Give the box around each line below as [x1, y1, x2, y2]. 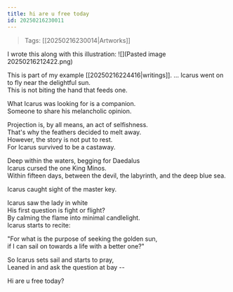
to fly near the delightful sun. [7, 78, 91, 86]
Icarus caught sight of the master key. [7, 185, 117, 193]
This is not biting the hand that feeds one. [7, 86, 128, 94]
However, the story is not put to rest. [7, 135, 113, 144]
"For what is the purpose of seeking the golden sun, [7, 234, 158, 243]
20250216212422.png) [7, 57, 74, 65]
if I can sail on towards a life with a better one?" [7, 241, 145, 250]
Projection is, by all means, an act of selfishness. [7, 120, 149, 128]
